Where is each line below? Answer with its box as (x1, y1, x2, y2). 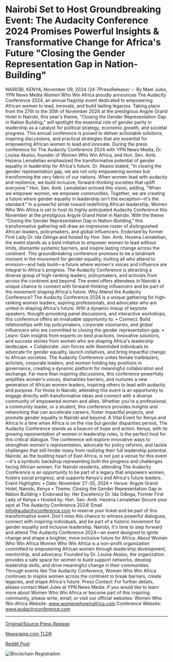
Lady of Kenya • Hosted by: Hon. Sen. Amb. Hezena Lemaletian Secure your (5, 496, 167, 502)
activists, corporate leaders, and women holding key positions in (5, 359, 142, 366)
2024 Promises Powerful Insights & (5, 26, 160, 37)
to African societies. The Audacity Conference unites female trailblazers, (5, 354, 160, 360)
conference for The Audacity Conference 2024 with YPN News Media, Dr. (5, 146, 162, 152)
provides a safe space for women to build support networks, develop (5, 556, 152, 563)
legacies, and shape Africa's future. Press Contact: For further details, (5, 578, 154, 585)
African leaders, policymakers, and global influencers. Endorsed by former (5, 228, 164, 235)
